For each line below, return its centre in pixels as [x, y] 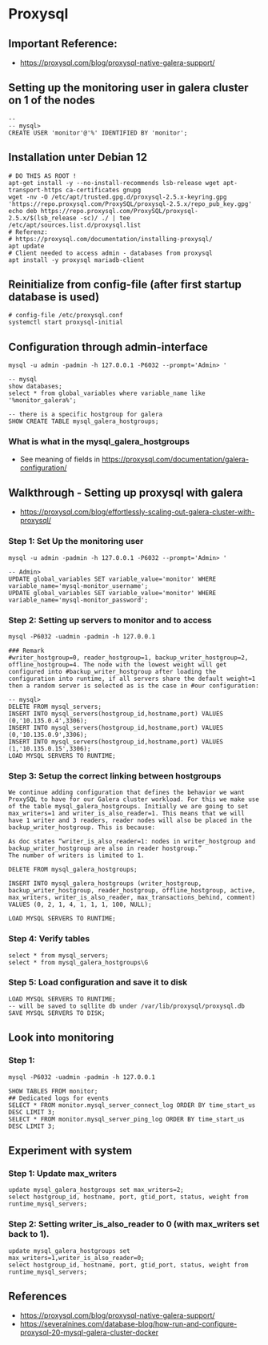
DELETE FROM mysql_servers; [55, 707]
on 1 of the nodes [52, 101]
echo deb [23, 211]
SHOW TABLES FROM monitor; [53, 1091]
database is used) [54, 297]
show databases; [35, 387]
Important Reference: [63, 44]
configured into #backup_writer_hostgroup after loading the [112, 671]
